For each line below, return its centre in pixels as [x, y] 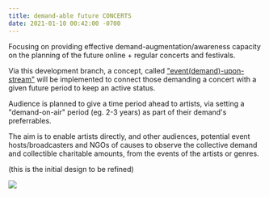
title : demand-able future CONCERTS [70, 16]
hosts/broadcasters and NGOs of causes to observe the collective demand [133, 145]
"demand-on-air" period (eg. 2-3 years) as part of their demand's [118, 112]
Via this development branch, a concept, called [87, 70]
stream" [21, 79]
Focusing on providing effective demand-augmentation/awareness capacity [134, 46]
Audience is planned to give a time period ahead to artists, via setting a [126, 103]
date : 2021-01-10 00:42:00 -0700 [65, 23]
